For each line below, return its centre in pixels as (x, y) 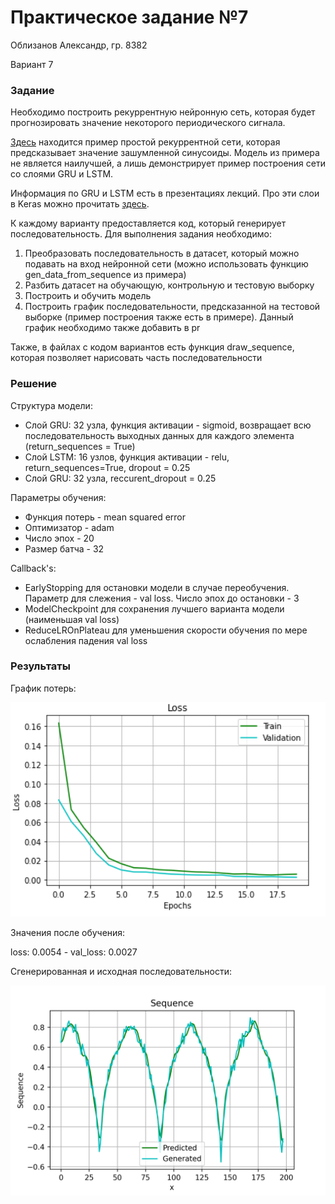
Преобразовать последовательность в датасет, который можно (162, 253)
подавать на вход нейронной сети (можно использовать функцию (166, 264)
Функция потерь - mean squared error (105, 517)
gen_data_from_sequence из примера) (105, 275)
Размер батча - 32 (64, 548)
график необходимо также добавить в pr (112, 328)
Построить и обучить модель (88, 296)
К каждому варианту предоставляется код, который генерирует (148, 223)
